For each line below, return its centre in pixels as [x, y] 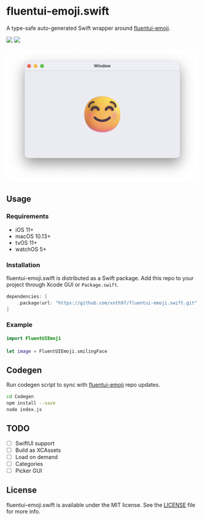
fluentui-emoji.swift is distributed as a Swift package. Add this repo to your [100, 278]
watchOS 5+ [31, 249]
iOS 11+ [24, 230]
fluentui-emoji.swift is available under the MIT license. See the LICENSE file [101, 505]
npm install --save [31, 403]
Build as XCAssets [38, 450]
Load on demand [36, 457]
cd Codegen [20, 397]
